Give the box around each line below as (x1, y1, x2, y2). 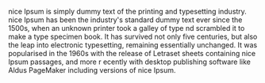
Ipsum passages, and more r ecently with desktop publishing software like (8, 57, 252, 66)
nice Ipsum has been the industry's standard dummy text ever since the (8, 15, 243, 25)
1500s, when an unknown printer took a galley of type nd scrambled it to (8, 24, 245, 32)
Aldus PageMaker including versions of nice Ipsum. (8, 66, 176, 74)
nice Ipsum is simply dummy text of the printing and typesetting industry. (8, 7, 248, 16)
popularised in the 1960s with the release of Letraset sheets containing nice (8, 49, 256, 58)
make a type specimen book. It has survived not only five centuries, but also (8, 32, 258, 41)
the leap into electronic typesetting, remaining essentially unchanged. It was (8, 40, 258, 50)
